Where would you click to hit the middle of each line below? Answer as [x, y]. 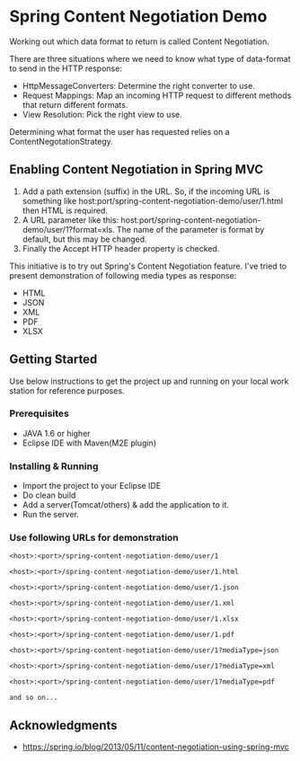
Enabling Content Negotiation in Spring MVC [137, 169]
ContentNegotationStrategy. [62, 141]
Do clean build [49, 495]
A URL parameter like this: [71, 220]
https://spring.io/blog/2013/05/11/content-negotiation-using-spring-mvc [155, 747]
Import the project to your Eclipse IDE [92, 486]
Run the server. [50, 515]
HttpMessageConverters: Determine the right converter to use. [139, 85]
